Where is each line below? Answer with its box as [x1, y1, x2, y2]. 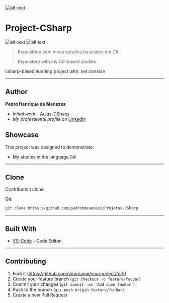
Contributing [5, 257, 46, 266]
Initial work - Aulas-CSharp [12, 111, 69, 117]
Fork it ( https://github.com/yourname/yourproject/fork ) [12, 270, 127, 276]
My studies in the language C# [12, 154, 76, 160]
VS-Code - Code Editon [12, 238, 62, 244]
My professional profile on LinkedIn [12, 116, 87, 122]
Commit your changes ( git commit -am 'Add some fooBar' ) [12, 281, 135, 287]
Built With [5, 224, 37, 233]
